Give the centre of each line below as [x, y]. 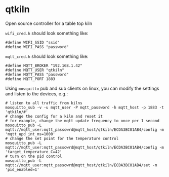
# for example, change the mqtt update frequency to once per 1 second [82, 121]
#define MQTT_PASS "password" [37, 75]
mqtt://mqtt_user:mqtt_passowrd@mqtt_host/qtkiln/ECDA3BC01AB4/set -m [81, 165]
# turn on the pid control [34, 156]
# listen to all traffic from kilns [44, 103]
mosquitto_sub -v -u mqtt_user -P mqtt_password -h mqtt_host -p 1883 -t [85, 108]
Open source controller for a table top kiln [49, 23]
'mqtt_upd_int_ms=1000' [30, 134]
